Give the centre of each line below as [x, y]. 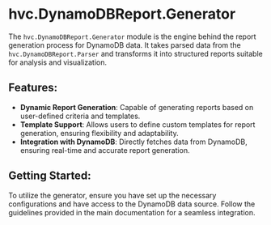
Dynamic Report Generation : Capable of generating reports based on [137, 107]
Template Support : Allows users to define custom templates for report [138, 124]
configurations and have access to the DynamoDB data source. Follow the [132, 204]
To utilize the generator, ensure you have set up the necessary [112, 195]
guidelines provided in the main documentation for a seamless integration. [132, 212]
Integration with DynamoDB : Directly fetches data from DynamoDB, [134, 142]
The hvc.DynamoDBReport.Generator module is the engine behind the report [132, 36]
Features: [33, 88]
